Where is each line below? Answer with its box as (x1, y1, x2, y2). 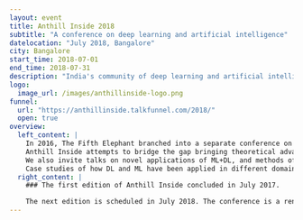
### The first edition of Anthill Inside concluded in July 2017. (25, 181, 280, 190)
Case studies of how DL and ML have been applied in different (25, 164, 269, 173)
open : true (17, 114, 59, 123)
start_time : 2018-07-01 (9, 55, 99, 64)
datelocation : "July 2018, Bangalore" (9, 38, 155, 48)
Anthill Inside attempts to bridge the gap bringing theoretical (25, 147, 277, 156)
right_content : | (17, 172, 83, 181)
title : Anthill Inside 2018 (9, 22, 115, 31)
